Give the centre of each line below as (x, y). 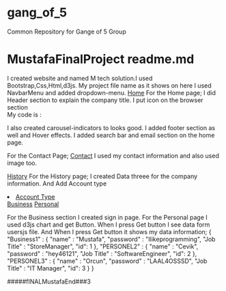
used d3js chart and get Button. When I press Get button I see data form (109, 225)
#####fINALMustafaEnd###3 (49, 281)
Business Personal (33, 204)
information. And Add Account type (57, 184)
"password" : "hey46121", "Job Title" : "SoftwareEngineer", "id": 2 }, (102, 253)
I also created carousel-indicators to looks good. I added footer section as (111, 127)
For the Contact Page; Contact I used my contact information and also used (113, 155)
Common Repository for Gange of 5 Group (67, 31)
